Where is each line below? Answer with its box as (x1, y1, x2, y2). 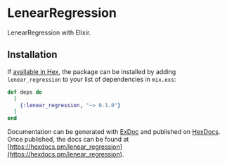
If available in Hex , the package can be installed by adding (7, 67, 176, 75)
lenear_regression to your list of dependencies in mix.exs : (7, 75, 176, 83)
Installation (7, 49, 58, 61)
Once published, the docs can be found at (7, 135, 129, 144)
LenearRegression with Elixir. (7, 28, 91, 37)
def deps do (7, 88, 42, 96)
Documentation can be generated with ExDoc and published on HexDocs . (7, 128, 221, 136)
